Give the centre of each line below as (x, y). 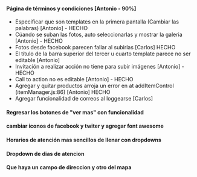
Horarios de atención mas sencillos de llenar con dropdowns (84, 140)
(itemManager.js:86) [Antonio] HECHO (63, 92)
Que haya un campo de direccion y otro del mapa (69, 167)
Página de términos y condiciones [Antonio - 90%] (71, 8)
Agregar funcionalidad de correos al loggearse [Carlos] (84, 99)
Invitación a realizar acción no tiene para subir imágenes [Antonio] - (99, 67)
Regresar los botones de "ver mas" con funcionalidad (75, 112)
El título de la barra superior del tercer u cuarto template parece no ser (103, 54)
